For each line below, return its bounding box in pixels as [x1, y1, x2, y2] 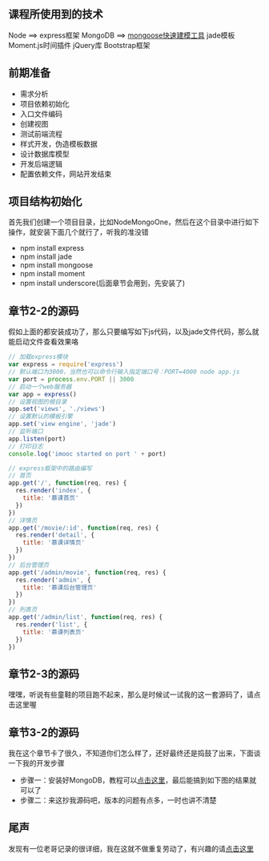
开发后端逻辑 [19, 159, 62, 168]
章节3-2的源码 [8, 726, 80, 739]
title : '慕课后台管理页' [22, 583, 98, 591]
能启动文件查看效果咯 [8, 337, 78, 347]
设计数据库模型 [19, 149, 70, 159]
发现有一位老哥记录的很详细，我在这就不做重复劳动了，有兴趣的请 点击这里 [8, 843, 254, 853]
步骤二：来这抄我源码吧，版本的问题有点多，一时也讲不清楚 [19, 795, 217, 805]
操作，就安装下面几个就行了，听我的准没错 [8, 227, 149, 237]
